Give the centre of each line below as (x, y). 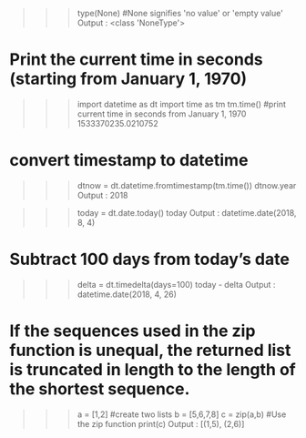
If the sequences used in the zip (133, 331)
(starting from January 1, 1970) (128, 79)
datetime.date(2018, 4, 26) (127, 294)
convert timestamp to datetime (129, 161)
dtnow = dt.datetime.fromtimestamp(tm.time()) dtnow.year (187, 185)
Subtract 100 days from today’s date (149, 260)
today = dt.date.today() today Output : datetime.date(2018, (187, 212)
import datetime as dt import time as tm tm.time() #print (182, 104)
